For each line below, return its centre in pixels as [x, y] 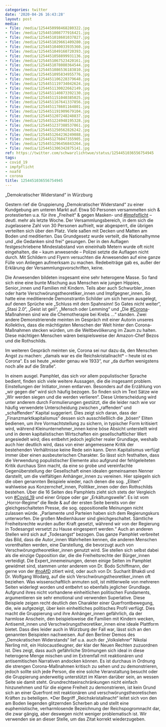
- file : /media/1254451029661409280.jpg [48, 42]
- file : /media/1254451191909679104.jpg [48, 112]
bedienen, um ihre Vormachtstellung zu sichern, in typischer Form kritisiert [81, 423]
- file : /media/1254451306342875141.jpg [48, 149]
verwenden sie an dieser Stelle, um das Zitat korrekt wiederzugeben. [75, 719]
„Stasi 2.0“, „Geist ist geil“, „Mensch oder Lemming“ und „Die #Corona [76, 309]
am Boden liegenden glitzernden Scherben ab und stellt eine [67, 703]
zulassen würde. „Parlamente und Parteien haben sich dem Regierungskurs [82, 513]
